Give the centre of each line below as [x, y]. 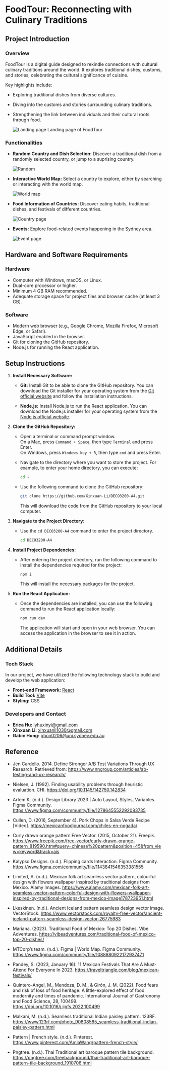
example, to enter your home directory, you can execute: [79, 468]
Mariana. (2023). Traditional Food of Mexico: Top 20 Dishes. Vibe [80, 929]
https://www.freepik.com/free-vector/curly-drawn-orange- [74, 841]
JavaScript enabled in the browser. [49, 337]
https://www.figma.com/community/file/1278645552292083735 [79, 810]
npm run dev [33, 618]
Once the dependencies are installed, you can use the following [86, 603]
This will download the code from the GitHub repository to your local [91, 506]
